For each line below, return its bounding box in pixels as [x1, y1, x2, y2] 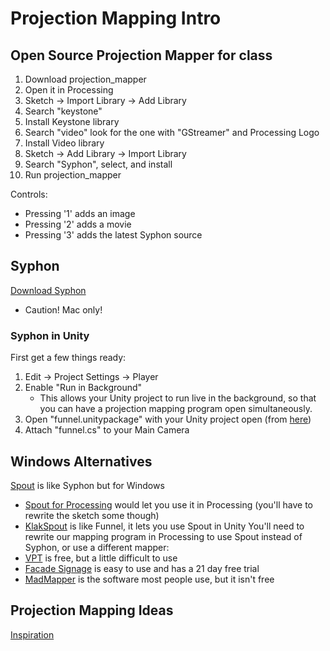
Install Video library [24, 137, 105, 149]
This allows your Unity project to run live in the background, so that [39, 392, 317, 404]
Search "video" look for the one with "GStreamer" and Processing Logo [24, 127, 320, 138]
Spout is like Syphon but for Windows [10, 479, 165, 491]
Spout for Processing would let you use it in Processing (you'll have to [24, 498, 314, 511]
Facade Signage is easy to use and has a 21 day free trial [24, 562, 260, 574]
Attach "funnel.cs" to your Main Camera [24, 424, 190, 436]
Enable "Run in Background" [24, 382, 143, 394]
